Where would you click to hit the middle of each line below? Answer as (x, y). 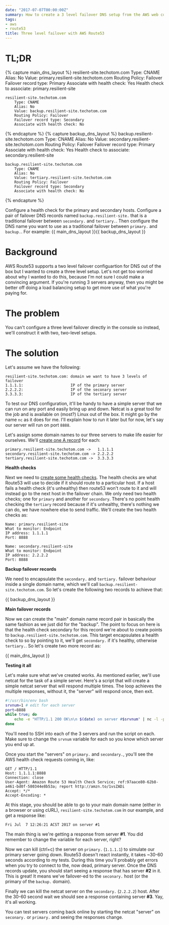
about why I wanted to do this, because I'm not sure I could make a (75, 276)
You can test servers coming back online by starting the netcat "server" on (83, 912)
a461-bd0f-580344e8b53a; (31, 787)
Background (31, 252)
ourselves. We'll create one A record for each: (53, 440)
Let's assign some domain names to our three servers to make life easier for (84, 435)
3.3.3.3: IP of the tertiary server (66, 394)
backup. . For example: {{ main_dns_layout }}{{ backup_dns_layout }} (75, 232)
